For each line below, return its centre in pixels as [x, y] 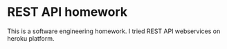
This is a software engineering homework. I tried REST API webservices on [114, 31]
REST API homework [67, 12]
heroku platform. [31, 38]
